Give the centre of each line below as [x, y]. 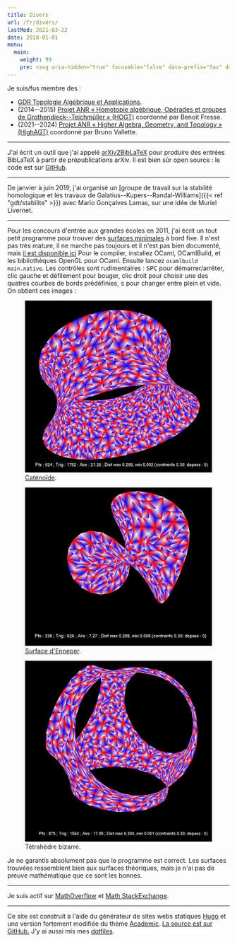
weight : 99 [36, 60]
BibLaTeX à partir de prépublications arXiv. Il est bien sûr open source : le [114, 160]
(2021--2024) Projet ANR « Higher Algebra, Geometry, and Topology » [120, 124]
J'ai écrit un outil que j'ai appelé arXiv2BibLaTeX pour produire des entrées [116, 152]
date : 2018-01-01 [33, 37]
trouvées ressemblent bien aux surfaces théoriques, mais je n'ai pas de [111, 868]
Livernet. [20, 210]
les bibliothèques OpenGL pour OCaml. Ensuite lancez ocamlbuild [103, 260]
